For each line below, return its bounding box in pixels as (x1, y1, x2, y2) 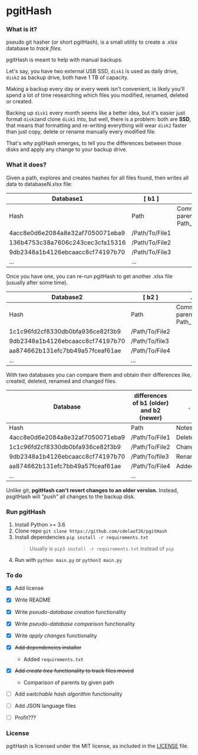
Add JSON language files (14, 702, 77, 709)
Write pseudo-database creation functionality (14, 608, 127, 615)
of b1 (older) (132, 398, 169, 407)
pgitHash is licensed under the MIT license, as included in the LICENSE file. (6, 743, 189, 750)
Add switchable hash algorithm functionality (14, 690, 123, 697)
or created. (6, 98, 34, 105)
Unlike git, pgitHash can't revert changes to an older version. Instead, (6, 486, 179, 493)
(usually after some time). (6, 279, 68, 286)
